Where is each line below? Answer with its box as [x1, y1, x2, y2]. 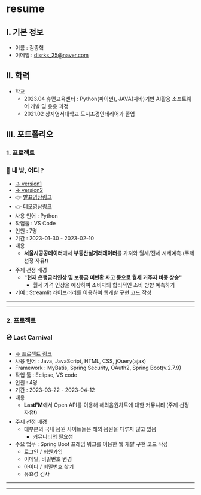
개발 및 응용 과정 [30, 102, 69, 109]
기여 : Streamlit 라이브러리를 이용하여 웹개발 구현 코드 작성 [14, 289, 152, 296]
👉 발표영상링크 [14, 194, 53, 201]
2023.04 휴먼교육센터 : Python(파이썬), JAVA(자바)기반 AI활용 [23, 95, 171, 102]
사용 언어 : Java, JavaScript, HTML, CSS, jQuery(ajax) [14, 357, 147, 365]
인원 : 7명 [14, 227, 38, 234]
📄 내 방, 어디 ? [6, 166, 44, 175]
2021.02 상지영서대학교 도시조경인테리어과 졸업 [23, 110, 135, 117]
